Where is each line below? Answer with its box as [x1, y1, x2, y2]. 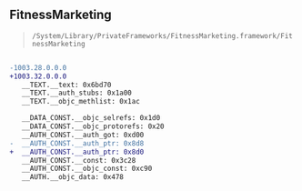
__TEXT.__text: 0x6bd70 [21, 80, 112, 89]
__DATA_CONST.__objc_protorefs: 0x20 [21, 122, 166, 131]
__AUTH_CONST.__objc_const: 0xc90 [21, 164, 153, 174]
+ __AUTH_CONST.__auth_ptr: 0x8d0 [9, 147, 145, 156]
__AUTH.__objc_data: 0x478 [21, 173, 125, 182]
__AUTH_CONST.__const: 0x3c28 [21, 156, 136, 165]
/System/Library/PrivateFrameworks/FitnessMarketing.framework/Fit [31, 31, 293, 40]
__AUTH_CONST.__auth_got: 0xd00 [21, 130, 145, 139]
